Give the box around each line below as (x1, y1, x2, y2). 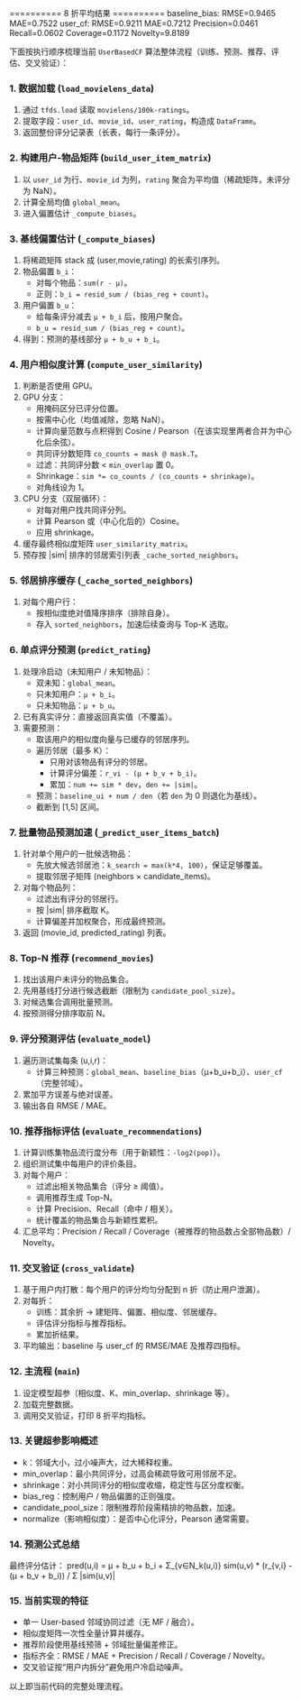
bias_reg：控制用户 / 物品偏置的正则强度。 (22, 1491, 180, 1502)
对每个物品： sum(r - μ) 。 (35, 277, 132, 288)
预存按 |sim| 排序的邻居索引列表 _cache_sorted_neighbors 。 (22, 549, 243, 561)
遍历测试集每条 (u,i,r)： (22, 1054, 108, 1066)
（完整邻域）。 (35, 1077, 88, 1089)
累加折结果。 (35, 1329, 84, 1340)
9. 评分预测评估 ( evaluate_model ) (9, 1033, 151, 1045)
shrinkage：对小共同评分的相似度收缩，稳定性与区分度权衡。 (22, 1479, 250, 1490)
